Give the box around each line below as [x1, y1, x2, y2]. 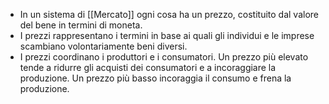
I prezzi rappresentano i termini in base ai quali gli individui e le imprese [19, 30, 315, 41]
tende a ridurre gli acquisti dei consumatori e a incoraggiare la [19, 62, 277, 73]
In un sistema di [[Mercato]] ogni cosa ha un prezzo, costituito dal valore [19, 9, 319, 20]
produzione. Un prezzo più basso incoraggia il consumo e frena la [19, 72, 292, 84]
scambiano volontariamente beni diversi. [19, 40, 188, 52]
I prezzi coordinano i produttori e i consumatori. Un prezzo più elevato [19, 51, 309, 63]
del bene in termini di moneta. [19, 19, 143, 31]
